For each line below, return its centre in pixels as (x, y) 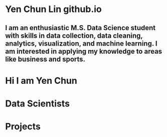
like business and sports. (45, 59)
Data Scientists (38, 103)
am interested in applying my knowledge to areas (84, 51)
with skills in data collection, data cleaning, (74, 35)
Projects (23, 127)
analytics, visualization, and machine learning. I (81, 43)
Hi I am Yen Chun (41, 81)
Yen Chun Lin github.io (53, 9)
